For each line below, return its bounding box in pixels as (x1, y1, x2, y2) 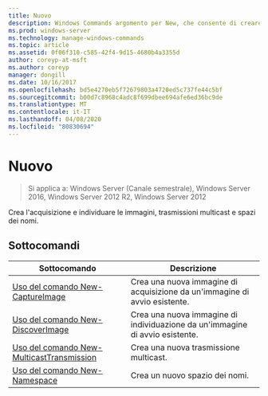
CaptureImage (12, 291, 66, 302)
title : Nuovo (8, 11, 52, 20)
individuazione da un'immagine (130, 319, 248, 330)
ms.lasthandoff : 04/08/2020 (8, 116, 102, 124)
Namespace (12, 374, 58, 386)
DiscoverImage (12, 323, 69, 335)
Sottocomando (38, 262, 97, 273)
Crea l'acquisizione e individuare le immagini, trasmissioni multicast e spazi (8, 207, 256, 217)
